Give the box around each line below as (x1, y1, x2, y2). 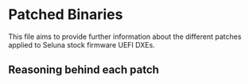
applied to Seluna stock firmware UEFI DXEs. (8, 40, 155, 49)
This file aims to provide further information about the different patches (8, 32, 242, 41)
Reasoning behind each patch (8, 63, 159, 77)
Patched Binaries (8, 6, 123, 24)
